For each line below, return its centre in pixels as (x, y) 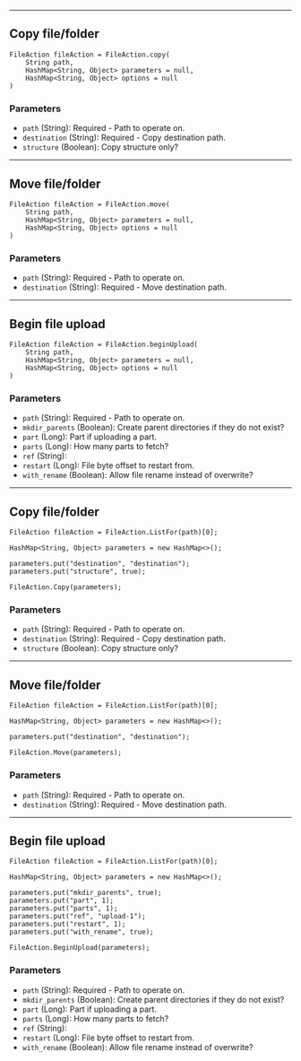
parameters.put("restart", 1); (68, 925)
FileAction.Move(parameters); (66, 753)
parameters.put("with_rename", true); (82, 932)
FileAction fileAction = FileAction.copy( (90, 55)
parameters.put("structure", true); (77, 572)
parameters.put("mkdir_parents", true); (86, 893)
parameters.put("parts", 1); (64, 909)
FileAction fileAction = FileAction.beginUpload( (104, 345)
